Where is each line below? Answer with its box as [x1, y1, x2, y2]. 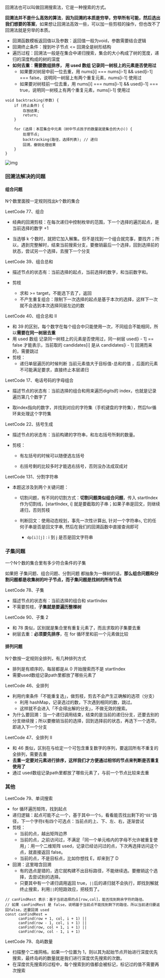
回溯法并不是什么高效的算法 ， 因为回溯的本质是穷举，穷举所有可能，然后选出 [5, 15, 161, 21]
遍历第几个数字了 [12, 394, 47, 400]
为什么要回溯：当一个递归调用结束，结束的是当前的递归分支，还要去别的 [12, 711, 159, 717]
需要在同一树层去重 [16, 330, 56, 336]
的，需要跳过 [12, 348, 38, 355]
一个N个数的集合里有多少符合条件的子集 [5, 560, 86, 566]
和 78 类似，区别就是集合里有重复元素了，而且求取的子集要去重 [12, 625, 141, 631]
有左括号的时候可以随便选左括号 [19, 453, 85, 459]
